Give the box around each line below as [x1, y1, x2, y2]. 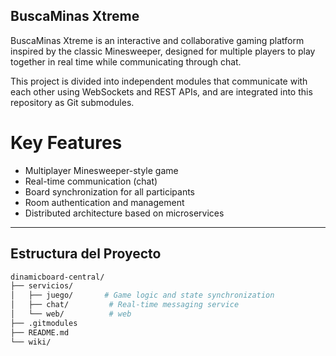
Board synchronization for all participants [24, 185, 196, 198]
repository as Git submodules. [10, 96, 135, 108]
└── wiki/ [10, 337, 52, 347]
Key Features [10, 132, 123, 154]
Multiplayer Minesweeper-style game [24, 164, 179, 176]
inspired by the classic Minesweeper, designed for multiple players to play [10, 45, 316, 57]
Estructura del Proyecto [10, 245, 162, 263]
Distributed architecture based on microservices [24, 207, 225, 219]
